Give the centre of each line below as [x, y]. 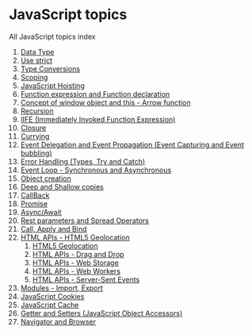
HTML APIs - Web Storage [76, 263]
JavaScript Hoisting [53, 86]
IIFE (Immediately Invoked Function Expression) [98, 119]
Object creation [46, 178]
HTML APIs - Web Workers [76, 271]
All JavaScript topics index [52, 36]
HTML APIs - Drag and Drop [78, 254]
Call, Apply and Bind [53, 228]
